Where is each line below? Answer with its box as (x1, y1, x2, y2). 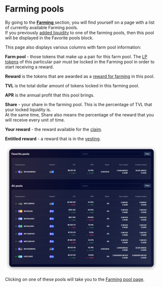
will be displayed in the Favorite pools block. (5, 35, 94, 41)
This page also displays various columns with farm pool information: (5, 44, 142, 50)
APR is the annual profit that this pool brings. (5, 92, 95, 98)
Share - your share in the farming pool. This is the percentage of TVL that (5, 101, 152, 107)
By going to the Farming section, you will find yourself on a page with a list (5, 19, 155, 25)
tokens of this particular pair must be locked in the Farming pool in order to (5, 59, 155, 64)
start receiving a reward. (5, 64, 54, 70)
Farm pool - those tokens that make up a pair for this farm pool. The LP (5, 53, 147, 59)
